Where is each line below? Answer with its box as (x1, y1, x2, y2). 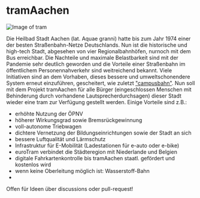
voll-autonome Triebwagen (14, 123, 82, 130)
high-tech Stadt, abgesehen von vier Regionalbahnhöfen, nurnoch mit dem (6, 47, 191, 54)
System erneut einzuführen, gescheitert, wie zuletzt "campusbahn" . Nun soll (6, 79, 195, 87)
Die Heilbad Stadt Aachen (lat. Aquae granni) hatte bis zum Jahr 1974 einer (6, 35, 191, 42)
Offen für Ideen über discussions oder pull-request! (6, 185, 134, 192)
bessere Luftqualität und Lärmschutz (14, 135, 106, 142)
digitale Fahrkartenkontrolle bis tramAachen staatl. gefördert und (14, 154, 175, 162)
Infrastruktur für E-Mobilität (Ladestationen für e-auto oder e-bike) (14, 142, 180, 149)
